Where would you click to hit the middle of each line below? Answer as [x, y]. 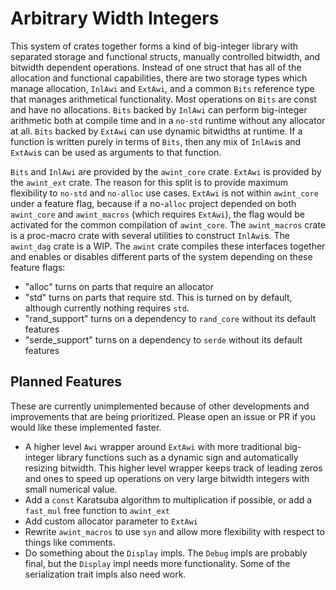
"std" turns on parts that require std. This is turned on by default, [158, 297]
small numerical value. [71, 489]
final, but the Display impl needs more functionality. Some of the [157, 563]
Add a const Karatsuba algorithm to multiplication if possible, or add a [168, 499]
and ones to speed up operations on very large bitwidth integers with [167, 478]
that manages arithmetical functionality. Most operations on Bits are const [163, 99]
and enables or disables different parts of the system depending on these [161, 256]
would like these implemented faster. [86, 427]
